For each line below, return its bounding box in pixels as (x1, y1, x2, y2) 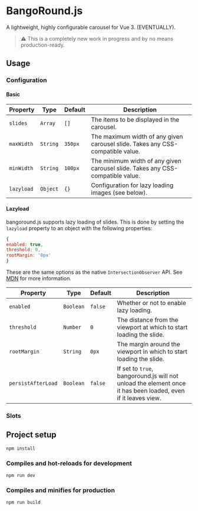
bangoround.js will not (117, 372, 179, 380)
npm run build (6, 500, 41, 506)
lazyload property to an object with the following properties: (6, 224, 153, 231)
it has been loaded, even (117, 386, 185, 395)
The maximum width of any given (91, 133, 183, 141)
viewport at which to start (117, 323, 188, 332)
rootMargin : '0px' (6, 253, 51, 258)
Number (62, 324, 82, 331)
